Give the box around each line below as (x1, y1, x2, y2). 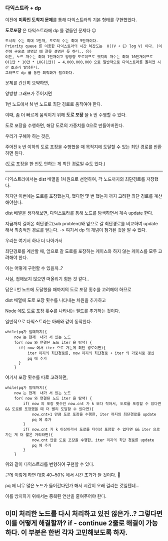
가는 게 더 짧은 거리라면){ (5, 433, 53, 438)
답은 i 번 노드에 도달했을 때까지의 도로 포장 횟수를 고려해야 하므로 (5, 287, 131, 293)
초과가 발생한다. (10, 65, 39, 70)
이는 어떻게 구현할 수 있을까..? (5, 265, 63, 272)
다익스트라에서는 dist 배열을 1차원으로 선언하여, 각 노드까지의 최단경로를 (5, 176, 145, 182)
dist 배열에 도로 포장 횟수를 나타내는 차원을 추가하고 (5, 297, 106, 303)
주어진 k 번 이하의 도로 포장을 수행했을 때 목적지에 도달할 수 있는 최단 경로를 (5, 144, 153, 150)
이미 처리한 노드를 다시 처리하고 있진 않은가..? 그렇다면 (5, 509, 163, 518)
